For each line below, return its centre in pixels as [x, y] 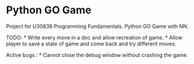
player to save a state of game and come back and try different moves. [91, 44]
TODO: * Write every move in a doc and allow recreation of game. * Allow [94, 37]
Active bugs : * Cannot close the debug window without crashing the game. [97, 55]
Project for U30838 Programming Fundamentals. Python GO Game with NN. [97, 26]
